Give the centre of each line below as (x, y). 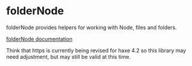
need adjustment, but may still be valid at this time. (69, 56)
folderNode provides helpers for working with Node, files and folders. (92, 27)
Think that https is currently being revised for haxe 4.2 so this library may (96, 50)
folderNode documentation (39, 39)
